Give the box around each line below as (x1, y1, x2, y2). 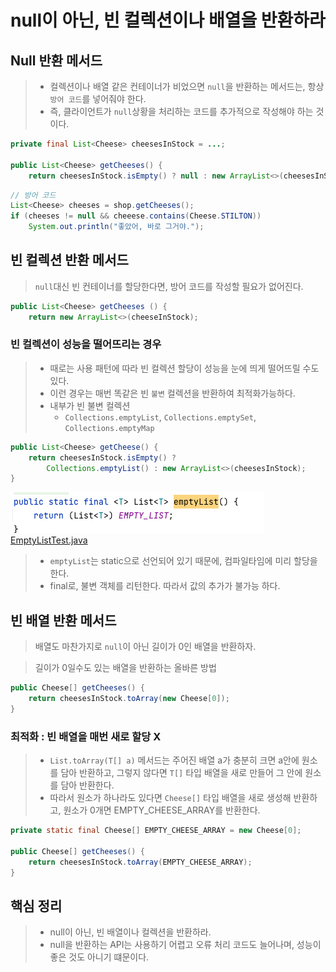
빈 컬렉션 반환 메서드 (10, 252, 129, 269)
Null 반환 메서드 (10, 52, 103, 69)
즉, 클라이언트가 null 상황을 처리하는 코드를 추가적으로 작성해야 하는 (49, 106, 314, 117)
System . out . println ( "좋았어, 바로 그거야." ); (28, 222, 205, 232)
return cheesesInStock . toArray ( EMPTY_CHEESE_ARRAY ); (28, 857, 253, 867)
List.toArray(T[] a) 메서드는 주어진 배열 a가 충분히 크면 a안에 (49, 754, 300, 766)
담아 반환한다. (60, 779, 115, 791)
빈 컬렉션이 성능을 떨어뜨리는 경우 (10, 337, 162, 351)
